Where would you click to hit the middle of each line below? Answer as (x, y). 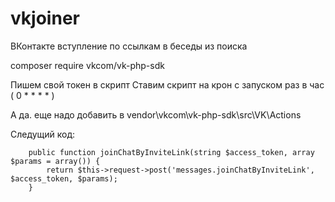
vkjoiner (45, 18)
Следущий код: (43, 134)
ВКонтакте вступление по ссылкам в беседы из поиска (129, 46)
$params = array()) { (55, 161)
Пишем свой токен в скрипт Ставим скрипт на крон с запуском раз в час (167, 84)
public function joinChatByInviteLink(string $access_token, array (171, 152)
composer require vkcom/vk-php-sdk (87, 65)
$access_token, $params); (64, 178)
